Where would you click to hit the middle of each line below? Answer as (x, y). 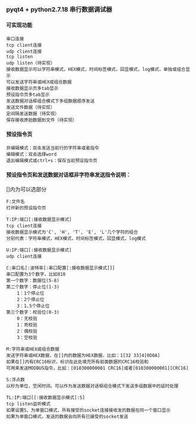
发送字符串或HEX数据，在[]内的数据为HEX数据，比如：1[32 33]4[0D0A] (83, 355)
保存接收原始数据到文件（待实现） (42, 120)
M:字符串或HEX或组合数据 (33, 349)
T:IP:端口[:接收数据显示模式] (39, 219)
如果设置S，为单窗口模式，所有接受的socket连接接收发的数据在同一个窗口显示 (88, 410)
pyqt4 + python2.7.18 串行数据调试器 (59, 9)
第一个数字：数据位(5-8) (33, 280)
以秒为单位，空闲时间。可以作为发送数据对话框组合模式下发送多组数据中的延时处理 (92, 386)
